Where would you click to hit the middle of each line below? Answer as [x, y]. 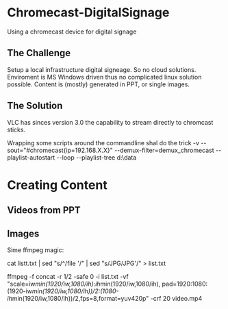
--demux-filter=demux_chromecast [164, 150]
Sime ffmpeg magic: [36, 250]
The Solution [35, 106]
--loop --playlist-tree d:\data [97, 157]
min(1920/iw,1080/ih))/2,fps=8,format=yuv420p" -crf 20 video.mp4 [107, 298]
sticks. [16, 129]
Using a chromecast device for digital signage [72, 32]
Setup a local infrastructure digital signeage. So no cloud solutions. [102, 69]
